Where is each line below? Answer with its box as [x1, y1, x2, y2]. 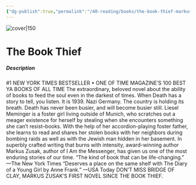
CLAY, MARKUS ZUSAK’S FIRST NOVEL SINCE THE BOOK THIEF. [6, 172, 163, 179]
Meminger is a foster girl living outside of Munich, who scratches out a [6, 110, 176, 117]
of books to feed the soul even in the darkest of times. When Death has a [6, 92, 182, 99]
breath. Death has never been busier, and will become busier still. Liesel [6, 104, 179, 111]
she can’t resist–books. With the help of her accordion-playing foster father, [6, 123, 188, 130]
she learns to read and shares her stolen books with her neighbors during [6, 129, 183, 136]
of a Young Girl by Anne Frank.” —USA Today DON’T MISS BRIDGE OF [6, 166, 175, 173]
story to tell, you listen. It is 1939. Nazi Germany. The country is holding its [6, 97, 184, 105]
